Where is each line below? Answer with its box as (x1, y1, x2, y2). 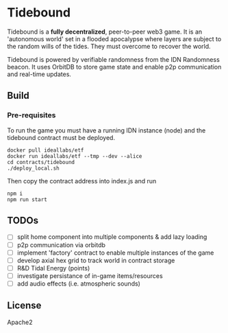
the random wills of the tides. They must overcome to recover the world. (7, 42, 211, 50)
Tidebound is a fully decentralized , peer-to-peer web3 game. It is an (7, 27, 203, 36)
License (7, 300, 42, 312)
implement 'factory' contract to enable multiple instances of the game (16, 249, 214, 257)
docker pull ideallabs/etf (7, 146, 84, 154)
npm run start (7, 196, 48, 203)
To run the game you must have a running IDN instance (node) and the (7, 126, 206, 135)
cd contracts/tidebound (7, 159, 75, 165)
